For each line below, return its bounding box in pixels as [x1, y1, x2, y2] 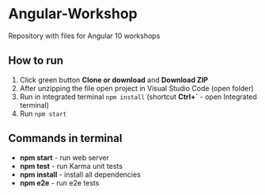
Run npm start [19, 109, 67, 118]
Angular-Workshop [8, 5, 138, 23]
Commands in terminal [8, 132, 123, 145]
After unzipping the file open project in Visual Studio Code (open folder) [19, 83, 255, 93]
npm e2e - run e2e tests [19, 178, 100, 187]
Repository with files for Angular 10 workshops [8, 31, 161, 40]
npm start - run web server [19, 152, 109, 162]
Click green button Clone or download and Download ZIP [19, 75, 208, 84]
